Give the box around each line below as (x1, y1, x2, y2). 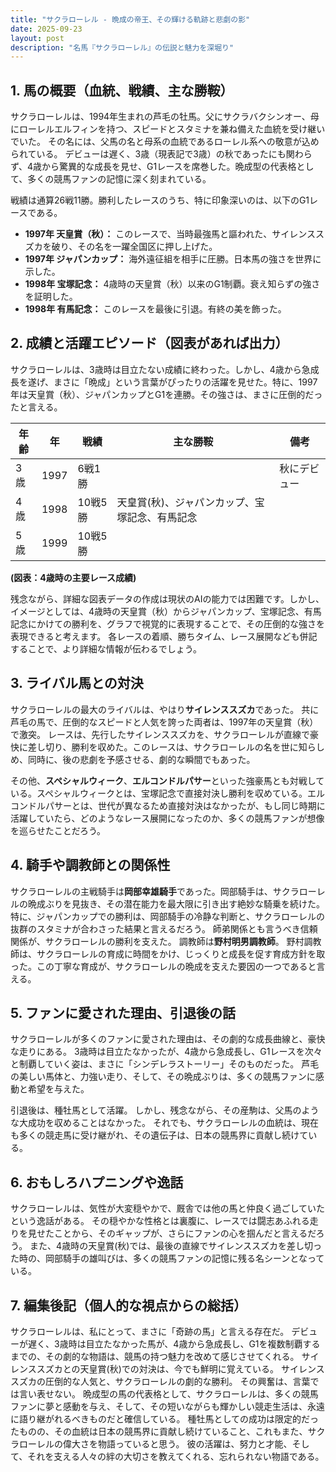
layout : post (10, 33, 65, 43)
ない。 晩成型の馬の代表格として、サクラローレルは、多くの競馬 (53, 1387, 319, 1400)
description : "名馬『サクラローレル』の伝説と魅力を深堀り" (10, 42, 235, 53)
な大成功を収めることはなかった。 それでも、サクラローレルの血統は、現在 (10, 1117, 320, 1129)
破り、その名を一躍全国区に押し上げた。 (51, 241, 218, 253)
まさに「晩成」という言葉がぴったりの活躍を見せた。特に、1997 (53, 376, 318, 388)
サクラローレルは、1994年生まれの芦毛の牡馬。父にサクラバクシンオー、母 (10, 111, 320, 123)
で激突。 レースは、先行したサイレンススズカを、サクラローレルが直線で (10, 728, 310, 740)
